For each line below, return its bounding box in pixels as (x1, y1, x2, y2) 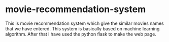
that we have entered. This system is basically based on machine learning (5, 25, 160, 31)
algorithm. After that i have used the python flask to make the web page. (5, 31, 156, 37)
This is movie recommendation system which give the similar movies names (5, 20, 164, 26)
